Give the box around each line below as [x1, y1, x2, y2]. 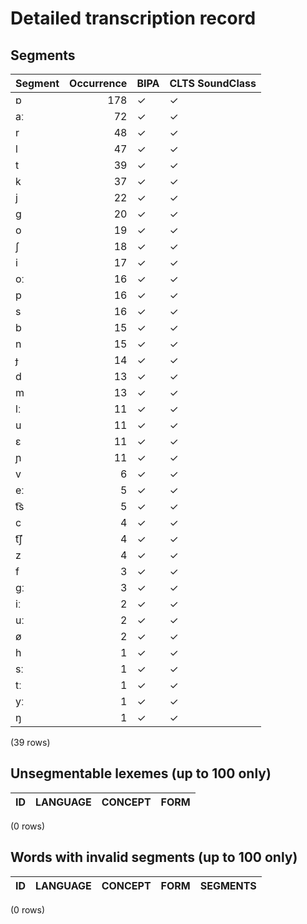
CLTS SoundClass [169, 77, 257, 90]
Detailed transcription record [10, 7, 257, 30]
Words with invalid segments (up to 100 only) [10, 849, 298, 866]
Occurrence [69, 77, 128, 90]
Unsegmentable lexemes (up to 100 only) [10, 765, 272, 782]
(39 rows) [10, 737, 51, 748]
